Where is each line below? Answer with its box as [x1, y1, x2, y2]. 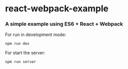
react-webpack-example [5, 3, 109, 14]
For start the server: [5, 50, 46, 56]
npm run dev [5, 41, 30, 46]
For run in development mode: [5, 32, 66, 37]
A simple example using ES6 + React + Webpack [5, 21, 123, 28]
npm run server [5, 60, 36, 65]
